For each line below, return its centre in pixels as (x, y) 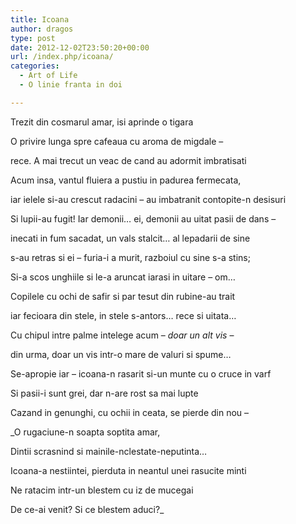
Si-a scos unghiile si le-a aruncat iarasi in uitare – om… (123, 277)
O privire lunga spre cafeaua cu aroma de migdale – (117, 141)
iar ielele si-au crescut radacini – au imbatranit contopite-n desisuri (148, 199)
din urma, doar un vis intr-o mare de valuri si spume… (121, 354)
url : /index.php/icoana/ (62, 57)
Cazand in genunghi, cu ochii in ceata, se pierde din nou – (130, 412)
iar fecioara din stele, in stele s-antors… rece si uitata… (123, 315)
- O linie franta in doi (71, 85)
